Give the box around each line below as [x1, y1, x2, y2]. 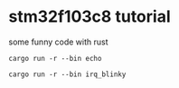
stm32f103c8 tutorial [8, 6, 171, 27]
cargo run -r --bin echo [8, 54, 102, 63]
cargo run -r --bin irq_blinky [8, 70, 127, 79]
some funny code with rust [8, 36, 108, 47]
